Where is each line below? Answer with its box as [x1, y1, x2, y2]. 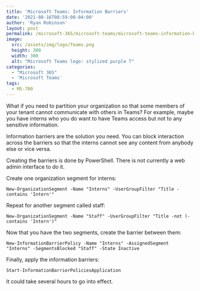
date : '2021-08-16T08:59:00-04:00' [6, 14, 95, 20]
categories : [6, 64, 36, 70]
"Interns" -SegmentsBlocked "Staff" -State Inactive [6, 245, 140, 251]
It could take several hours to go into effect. [6, 277, 113, 285]
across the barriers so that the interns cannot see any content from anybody [6, 139, 193, 146]
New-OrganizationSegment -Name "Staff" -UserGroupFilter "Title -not [6, 213, 183, 219]
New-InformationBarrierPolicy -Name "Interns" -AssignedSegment [6, 240, 169, 246]
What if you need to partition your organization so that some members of [6, 102, 185, 109]
